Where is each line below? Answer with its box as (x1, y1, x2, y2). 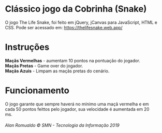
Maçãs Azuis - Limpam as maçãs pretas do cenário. (5, 68, 110, 74)
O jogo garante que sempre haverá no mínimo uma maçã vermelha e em (5, 101, 149, 107)
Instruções (5, 42, 50, 53)
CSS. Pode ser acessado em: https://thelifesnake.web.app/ (5, 24, 123, 30)
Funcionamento (5, 85, 70, 96)
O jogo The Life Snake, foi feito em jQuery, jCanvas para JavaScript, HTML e (5, 19, 158, 25)
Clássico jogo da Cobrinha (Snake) (5, 3, 147, 15)
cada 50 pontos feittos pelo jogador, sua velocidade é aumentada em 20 (5, 106, 149, 112)
